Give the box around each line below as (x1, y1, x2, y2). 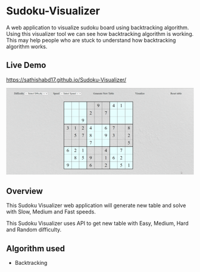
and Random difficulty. (6, 226, 62, 233)
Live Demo (6, 60, 46, 70)
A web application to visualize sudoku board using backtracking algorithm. (6, 24, 189, 31)
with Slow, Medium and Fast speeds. (6, 208, 96, 215)
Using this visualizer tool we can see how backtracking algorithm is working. (6, 30, 194, 37)
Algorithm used (6, 243, 65, 254)
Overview (6, 186, 43, 196)
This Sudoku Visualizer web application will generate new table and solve (6, 202, 186, 209)
